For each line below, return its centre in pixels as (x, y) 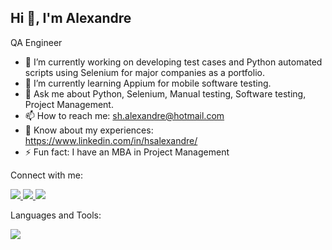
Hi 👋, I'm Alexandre (71, 18)
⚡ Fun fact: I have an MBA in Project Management (127, 152)
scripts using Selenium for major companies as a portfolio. (144, 72)
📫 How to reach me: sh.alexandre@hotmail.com (124, 115)
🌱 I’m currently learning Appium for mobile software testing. (148, 83)
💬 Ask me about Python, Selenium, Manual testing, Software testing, (165, 93)
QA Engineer (36, 42)
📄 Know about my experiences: (89, 130)
